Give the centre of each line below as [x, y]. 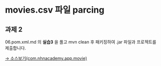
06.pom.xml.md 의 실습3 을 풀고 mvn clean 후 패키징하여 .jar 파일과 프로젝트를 [81, 42]
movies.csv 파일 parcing [55, 10]
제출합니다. [16, 48]
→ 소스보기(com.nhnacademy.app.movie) [46, 58]
